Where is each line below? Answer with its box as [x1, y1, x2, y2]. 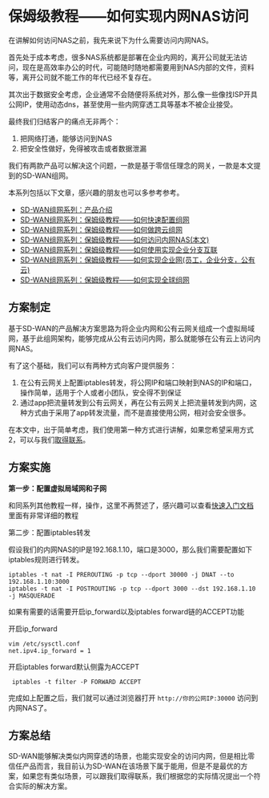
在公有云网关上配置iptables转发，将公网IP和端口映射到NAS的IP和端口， [19, 378, 256, 387]
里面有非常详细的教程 [8, 510, 78, 520]
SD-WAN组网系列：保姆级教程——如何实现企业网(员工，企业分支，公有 [19, 254, 255, 265]
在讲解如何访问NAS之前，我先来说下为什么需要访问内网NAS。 [8, 35, 214, 45]
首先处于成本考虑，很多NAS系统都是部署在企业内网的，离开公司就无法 [8, 52, 241, 62]
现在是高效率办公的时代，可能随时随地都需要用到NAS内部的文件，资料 [22, 62, 255, 72]
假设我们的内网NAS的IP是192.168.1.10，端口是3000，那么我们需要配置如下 [8, 545, 253, 554]
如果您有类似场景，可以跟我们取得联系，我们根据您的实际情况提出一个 [22, 772, 254, 781]
